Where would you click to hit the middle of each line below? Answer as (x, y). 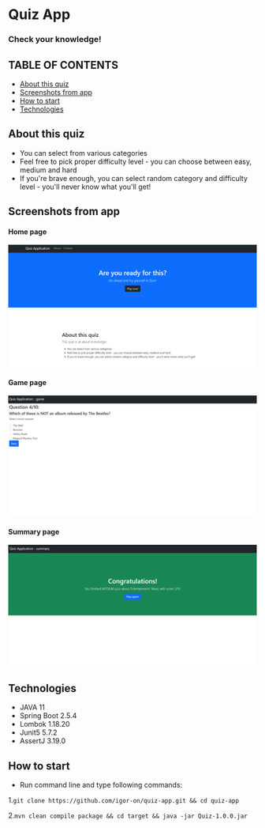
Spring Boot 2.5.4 (48, 716)
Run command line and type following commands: (101, 785)
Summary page (34, 531)
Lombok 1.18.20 (45, 724)
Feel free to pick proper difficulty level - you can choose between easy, (136, 161)
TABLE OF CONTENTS (63, 65)
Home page (28, 232)
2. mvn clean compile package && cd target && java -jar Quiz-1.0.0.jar (128, 815)
